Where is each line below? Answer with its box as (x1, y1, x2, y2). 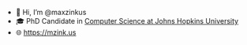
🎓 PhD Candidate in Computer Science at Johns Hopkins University (15, 17, 239, 25)
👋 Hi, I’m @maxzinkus (15, 8, 87, 17)
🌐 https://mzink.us (15, 28, 77, 37)
